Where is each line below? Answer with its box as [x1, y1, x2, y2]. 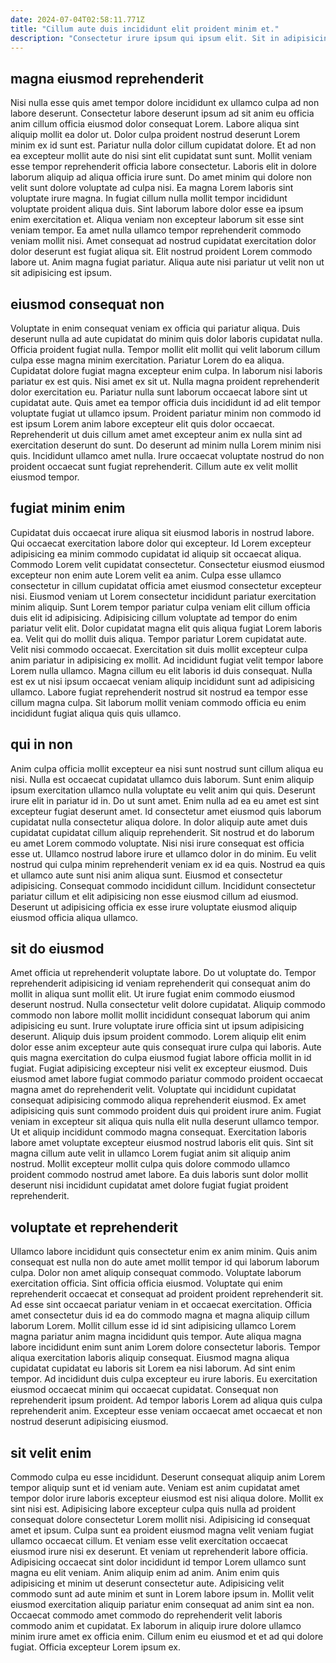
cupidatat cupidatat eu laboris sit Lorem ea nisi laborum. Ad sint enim [10, 1362, 296, 1375]
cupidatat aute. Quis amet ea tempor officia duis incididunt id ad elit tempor [10, 397, 321, 408]
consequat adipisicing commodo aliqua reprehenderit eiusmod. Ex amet [10, 1094, 307, 1106]
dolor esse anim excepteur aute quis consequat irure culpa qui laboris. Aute [10, 1041, 322, 1053]
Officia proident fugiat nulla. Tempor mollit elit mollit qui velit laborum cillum [10, 344, 321, 355]
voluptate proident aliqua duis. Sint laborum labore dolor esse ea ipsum [10, 203, 304, 215]
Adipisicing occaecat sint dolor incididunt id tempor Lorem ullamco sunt [10, 1556, 307, 1568]
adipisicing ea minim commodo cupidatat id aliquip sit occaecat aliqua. [10, 547, 302, 560]
